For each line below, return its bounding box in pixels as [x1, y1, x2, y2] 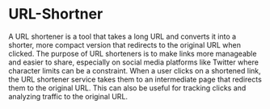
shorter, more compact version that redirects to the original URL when [8, 40, 241, 49]
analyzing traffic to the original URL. [8, 91, 128, 101]
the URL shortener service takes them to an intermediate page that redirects [8, 74, 263, 84]
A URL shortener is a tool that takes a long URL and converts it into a [8, 31, 237, 41]
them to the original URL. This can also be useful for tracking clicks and [8, 82, 247, 93]
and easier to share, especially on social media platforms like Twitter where [8, 57, 259, 67]
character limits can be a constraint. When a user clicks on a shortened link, [8, 65, 261, 75]
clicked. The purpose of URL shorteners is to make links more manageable [8, 48, 257, 58]
